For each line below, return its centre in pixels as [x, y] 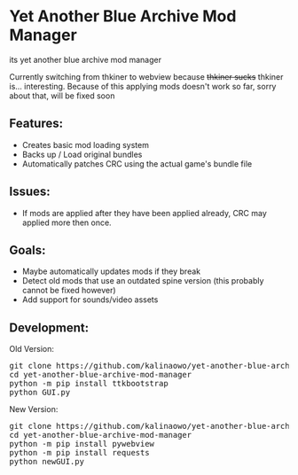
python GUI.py [40, 393]
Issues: [30, 192]
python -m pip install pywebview [82, 444]
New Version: [34, 409]
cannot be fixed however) [69, 291]
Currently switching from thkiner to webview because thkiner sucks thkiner [146, 76]
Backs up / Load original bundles [82, 154]
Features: [36, 124]
